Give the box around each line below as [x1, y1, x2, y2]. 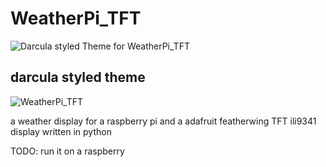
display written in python [10, 125, 112, 137]
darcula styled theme [10, 69, 146, 86]
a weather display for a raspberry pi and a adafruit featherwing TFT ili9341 [10, 115, 317, 127]
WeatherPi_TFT [10, 7, 142, 30]
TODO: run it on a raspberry [10, 145, 125, 157]
